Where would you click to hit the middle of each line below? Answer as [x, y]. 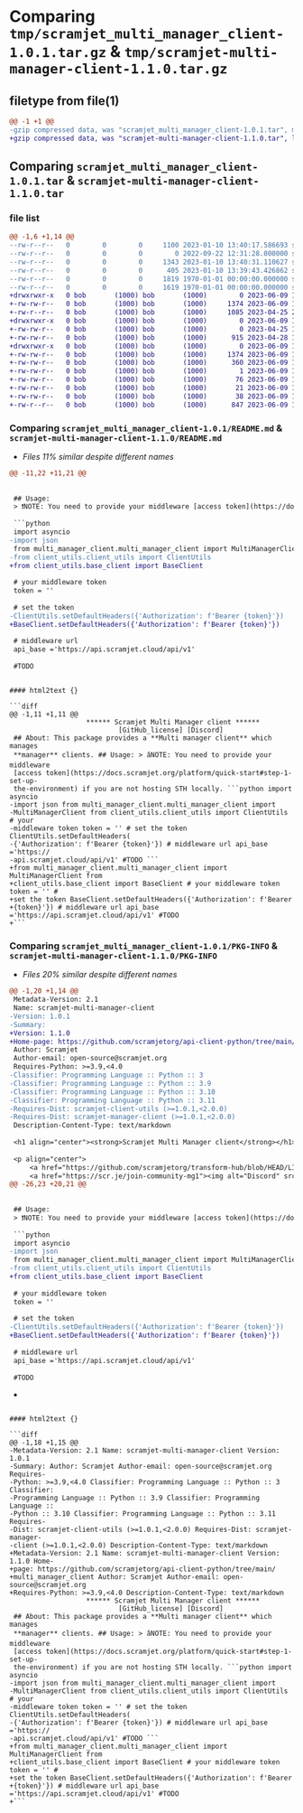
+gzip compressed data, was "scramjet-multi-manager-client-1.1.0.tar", [149, 138]
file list [25, 218]
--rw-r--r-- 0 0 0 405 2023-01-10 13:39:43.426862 [149, 270]
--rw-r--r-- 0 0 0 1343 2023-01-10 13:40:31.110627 [149, 262]
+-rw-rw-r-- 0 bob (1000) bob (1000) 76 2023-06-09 [149, 380]
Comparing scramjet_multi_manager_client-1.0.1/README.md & [146, 428]
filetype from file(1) [64, 101]
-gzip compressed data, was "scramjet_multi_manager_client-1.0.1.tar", [149, 130]
